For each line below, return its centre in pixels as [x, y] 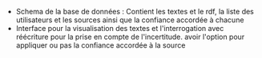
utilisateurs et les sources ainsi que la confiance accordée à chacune [130, 20]
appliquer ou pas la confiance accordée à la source [101, 45]
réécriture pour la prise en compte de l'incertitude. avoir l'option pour [130, 37]
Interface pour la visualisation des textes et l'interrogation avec [120, 28]
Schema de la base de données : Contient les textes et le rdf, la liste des [135, 12]
